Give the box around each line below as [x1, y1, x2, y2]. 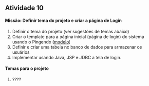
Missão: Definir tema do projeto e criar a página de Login [5, 17, 122, 23]
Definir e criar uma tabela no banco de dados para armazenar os [12, 44, 142, 50]
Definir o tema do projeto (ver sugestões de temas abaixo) [12, 28, 130, 34]
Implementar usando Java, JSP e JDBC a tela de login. [12, 54, 122, 60]
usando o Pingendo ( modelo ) [12, 39, 71, 44]
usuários [12, 49, 30, 55]
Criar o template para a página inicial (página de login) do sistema [12, 34, 145, 40]
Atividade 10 [5, 4, 44, 12]
